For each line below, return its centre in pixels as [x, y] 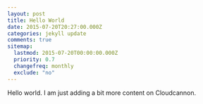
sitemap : [20, 46]
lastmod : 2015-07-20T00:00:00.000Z [66, 53]
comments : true [30, 40]
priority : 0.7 [34, 60]
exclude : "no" [34, 72]
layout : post [26, 14]
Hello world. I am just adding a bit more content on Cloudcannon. [102, 93]
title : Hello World [36, 20]
